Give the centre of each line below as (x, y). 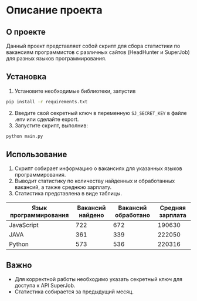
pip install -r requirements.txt (47, 102)
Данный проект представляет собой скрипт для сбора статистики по (93, 46)
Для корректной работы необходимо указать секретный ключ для (98, 279)
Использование (37, 154)
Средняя (173, 208)
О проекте (26, 32)
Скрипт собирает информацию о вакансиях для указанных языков (98, 168)
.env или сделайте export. (47, 119)
